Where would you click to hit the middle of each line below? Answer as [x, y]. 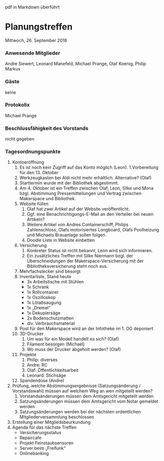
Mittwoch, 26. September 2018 [36, 40]
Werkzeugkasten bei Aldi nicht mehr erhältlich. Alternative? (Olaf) [85, 178]
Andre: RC [37, 365]
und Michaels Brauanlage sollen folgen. [67, 235]
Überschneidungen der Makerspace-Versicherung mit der [85, 261]
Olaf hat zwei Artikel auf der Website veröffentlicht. [78, 209]
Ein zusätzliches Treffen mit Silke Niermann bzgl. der [80, 256]
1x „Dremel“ [38, 308]
